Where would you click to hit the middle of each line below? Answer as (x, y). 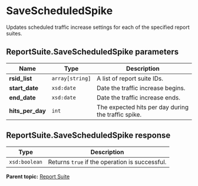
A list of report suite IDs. (130, 78)
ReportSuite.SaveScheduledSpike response (88, 136)
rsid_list (21, 78)
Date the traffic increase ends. (139, 97)
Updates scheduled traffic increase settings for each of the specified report (98, 27)
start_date (24, 88)
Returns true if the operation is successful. (107, 162)
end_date (23, 97)
